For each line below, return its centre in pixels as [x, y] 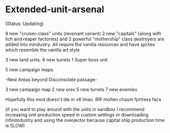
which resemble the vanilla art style [43, 50]
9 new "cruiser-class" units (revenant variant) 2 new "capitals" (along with [83, 33]
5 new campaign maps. [30, 70]
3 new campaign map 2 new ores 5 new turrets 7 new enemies [71, 89]
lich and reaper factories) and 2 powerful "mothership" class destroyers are [85, 39]
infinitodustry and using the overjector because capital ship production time [85, 120]
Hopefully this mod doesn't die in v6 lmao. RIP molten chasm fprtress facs [83, 99]
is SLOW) [15, 125]
